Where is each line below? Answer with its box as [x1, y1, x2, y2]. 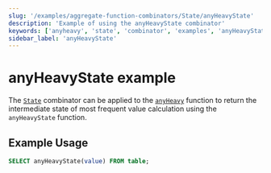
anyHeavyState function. [8, 113, 87, 122]
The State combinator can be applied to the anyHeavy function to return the [8, 96, 257, 105]
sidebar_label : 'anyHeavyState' [8, 34, 117, 43]
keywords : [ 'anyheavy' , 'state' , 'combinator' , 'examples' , [8, 27, 215, 35]
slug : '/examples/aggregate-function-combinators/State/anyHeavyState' [8, 11, 254, 20]
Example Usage [8, 136, 89, 150]
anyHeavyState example [8, 69, 176, 87]
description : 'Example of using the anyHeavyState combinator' [8, 19, 226, 27]
